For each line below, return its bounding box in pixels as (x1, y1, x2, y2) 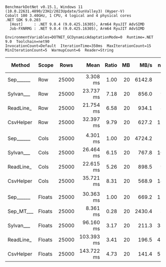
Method (11, 62, 30, 68)
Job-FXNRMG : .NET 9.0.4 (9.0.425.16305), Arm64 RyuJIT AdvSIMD (9, 26, 145, 31)
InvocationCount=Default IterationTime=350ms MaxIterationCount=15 (5, 44, 152, 48)
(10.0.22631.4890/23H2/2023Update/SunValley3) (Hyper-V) (5, 9, 125, 14)
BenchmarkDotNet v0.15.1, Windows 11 (5, 4, 83, 9)
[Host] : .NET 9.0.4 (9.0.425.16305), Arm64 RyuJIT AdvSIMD (9, 22, 145, 27)
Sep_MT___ (7, 208, 34, 215)
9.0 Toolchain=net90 (5, 39, 50, 44)
